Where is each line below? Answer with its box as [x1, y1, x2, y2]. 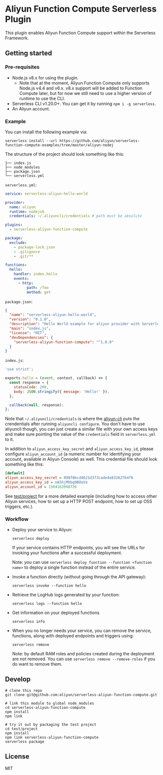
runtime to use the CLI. [19, 95, 65, 101]
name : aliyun [9, 204, 36, 210]
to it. [5, 436, 14, 442]
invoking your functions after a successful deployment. [12, 550, 122, 556]
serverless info [12, 619, 45, 624]
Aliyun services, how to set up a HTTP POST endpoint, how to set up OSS [5, 498, 153, 504]
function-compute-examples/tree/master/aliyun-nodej [5, 143, 114, 147]
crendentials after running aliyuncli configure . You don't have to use [5, 421, 145, 427]
